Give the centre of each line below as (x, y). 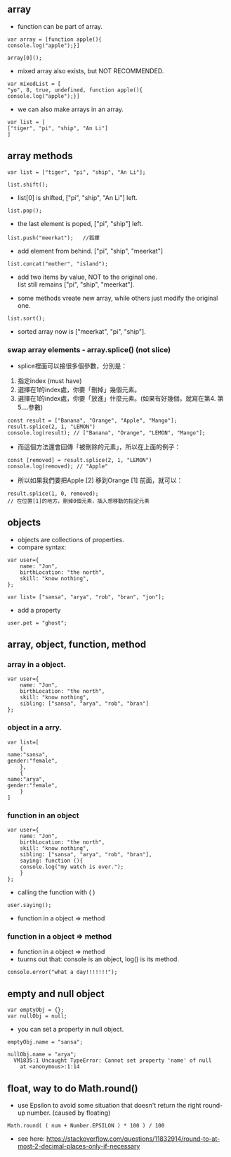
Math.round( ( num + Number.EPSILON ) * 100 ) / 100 (86, 1125)
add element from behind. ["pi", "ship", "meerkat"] (90, 251)
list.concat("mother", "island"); (58, 264)
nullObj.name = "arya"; (42, 1055)
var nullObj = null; (38, 1016)
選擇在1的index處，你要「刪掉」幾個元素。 (79, 389)
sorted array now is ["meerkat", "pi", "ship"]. (81, 331)
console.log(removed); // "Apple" (58, 466)
